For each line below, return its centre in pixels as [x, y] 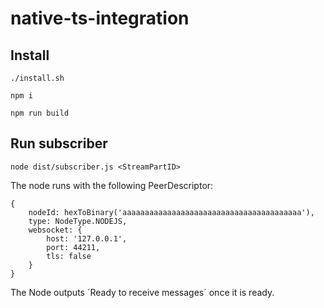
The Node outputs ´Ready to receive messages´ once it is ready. [142, 292]
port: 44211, [73, 247]
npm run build [40, 113]
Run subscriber [59, 143]
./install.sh [37, 78]
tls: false [69, 256]
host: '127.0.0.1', [87, 238]
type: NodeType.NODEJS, [78, 221]
